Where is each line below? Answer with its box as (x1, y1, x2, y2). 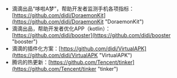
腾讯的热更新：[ (11, 58, 50, 66)
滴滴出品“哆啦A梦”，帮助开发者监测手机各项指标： (11, 5, 134, 12)
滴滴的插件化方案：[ (11, 45, 61, 52)
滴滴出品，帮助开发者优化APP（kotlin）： (11, 25, 111, 32)
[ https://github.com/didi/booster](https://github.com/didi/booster (11, 32, 171, 38)
